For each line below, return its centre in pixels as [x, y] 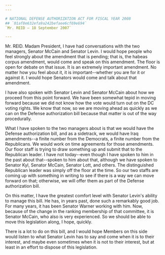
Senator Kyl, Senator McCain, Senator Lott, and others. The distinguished [80, 165]
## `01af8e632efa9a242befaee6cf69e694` [46, 23]
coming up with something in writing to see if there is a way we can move [80, 175]
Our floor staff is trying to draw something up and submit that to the [74, 149]
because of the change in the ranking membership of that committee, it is [80, 212]
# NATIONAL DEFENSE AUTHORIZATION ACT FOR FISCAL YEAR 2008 [68, 19]
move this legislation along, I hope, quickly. [49, 222]
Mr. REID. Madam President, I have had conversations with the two [72, 46]
